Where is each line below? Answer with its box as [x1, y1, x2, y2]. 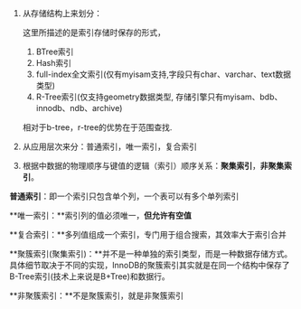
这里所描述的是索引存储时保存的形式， [22, 27, 165, 38]
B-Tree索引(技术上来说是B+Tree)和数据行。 [9, 271, 170, 282]
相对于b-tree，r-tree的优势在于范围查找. [22, 122, 173, 133]
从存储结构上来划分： [22, 8, 102, 18]
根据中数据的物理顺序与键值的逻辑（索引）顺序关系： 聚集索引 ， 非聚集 [22, 161, 285, 171]
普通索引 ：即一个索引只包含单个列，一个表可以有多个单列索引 [9, 191, 240, 201]
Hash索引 [35, 58, 72, 68]
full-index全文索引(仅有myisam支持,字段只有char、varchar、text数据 [35, 69, 292, 80]
